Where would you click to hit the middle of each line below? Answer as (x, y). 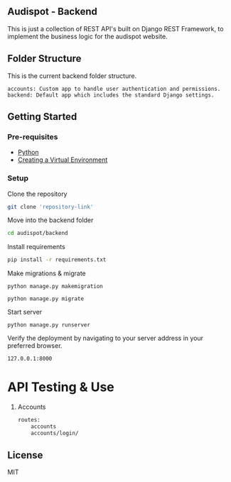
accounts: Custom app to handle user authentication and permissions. (114, 89)
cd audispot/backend (38, 234)
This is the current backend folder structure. (72, 76)
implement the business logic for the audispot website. (88, 36)
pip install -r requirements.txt (57, 260)
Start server (25, 312)
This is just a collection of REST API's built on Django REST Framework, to (116, 28)
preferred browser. (35, 346)
